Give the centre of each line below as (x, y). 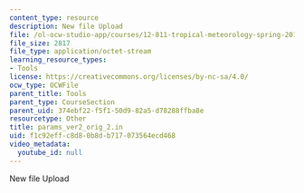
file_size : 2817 (40, 43)
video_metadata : (40, 144)
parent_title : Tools (48, 93)
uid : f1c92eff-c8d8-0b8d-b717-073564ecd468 (93, 136)
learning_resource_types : (58, 60)
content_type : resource (54, 18)
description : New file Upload (66, 26)
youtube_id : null (50, 152)
